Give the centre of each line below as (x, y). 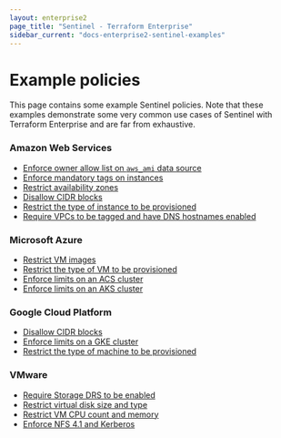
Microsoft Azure (46, 239)
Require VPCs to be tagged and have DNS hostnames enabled (139, 216)
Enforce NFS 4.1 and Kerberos (79, 423)
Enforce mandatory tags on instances (93, 178)
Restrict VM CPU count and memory (90, 414)
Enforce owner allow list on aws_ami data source (112, 168)
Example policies (75, 80)
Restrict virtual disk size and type (85, 404)
